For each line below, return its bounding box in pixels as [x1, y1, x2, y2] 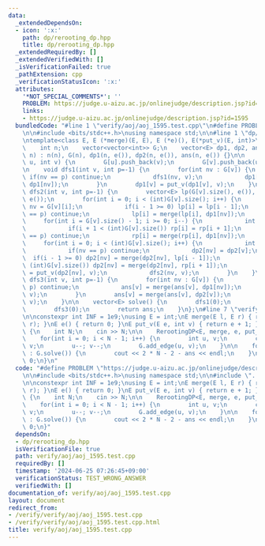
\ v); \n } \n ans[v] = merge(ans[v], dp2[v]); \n [22, 291, 231, 299]
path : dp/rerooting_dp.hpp [22, 33, 111, 42]
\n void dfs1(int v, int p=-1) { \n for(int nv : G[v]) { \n [22, 166, 256, 174]
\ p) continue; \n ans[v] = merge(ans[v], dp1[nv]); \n [22, 284, 242, 292]
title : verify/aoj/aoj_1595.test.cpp [8, 526, 132, 534]
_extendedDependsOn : [15, 19, 83, 27]
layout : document [8, 496, 65, 504]
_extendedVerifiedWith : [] [15, 56, 104, 64]
